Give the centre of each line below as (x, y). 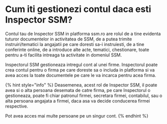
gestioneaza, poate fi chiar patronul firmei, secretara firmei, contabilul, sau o (84, 95)
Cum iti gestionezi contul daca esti (78, 9)
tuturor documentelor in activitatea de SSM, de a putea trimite (69, 39)
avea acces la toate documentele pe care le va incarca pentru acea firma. (81, 75)
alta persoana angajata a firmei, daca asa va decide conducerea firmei (78, 100)
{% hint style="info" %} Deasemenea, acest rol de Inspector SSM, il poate (81, 85)
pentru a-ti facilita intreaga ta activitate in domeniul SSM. (64, 55)
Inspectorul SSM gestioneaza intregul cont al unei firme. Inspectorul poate (82, 64)
